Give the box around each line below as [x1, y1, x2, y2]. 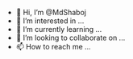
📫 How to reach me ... [15, 42, 91, 51]
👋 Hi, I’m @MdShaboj [15, 8, 87, 17]
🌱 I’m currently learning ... [15, 25, 102, 33]
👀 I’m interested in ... [15, 16, 85, 26]
